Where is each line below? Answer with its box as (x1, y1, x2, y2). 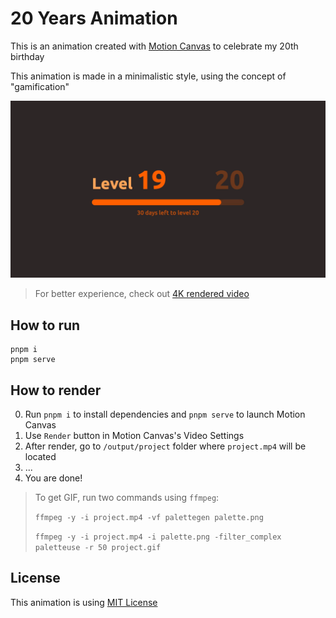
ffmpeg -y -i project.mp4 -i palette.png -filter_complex (34, 532, 282, 542)
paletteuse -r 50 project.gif (34, 543, 162, 553)
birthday (10, 50, 45, 62)
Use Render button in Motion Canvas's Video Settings (24, 430, 245, 442)
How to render (10, 382, 102, 399)
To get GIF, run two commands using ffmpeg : (34, 492, 220, 504)
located (24, 451, 57, 463)
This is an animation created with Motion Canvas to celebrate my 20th (10, 40, 299, 52)
